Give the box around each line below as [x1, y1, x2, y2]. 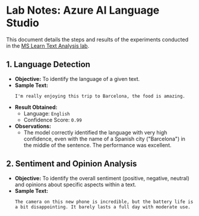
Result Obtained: [14, 104, 58, 111]
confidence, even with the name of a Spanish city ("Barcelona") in [23, 135, 186, 142]
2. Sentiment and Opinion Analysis [6, 159, 137, 169]
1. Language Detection [6, 60, 91, 70]
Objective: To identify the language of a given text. [14, 75, 140, 82]
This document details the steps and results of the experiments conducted [6, 36, 189, 43]
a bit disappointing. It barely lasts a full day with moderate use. [14, 204, 191, 210]
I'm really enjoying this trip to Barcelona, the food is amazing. [14, 93, 185, 99]
